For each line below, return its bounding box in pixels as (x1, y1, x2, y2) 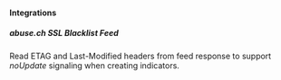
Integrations (9, 7, 57, 18)
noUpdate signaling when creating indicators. (9, 59, 179, 71)
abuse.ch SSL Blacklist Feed (9, 28, 120, 39)
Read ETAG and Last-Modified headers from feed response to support (9, 50, 272, 61)
